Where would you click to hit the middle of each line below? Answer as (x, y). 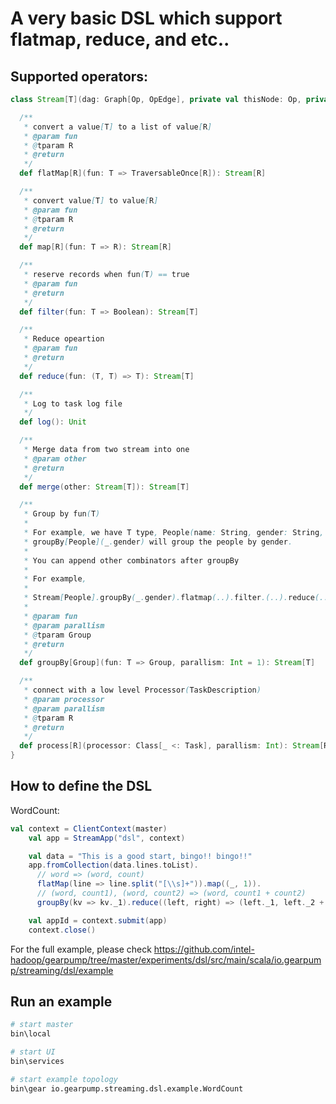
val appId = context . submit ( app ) (98, 920)
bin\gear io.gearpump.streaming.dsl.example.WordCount (127, 1088)
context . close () (62, 930)
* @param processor (64, 699)
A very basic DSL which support (146, 18)
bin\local (31, 1034)
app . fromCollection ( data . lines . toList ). (113, 865)
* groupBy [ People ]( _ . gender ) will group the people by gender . (158, 542)
